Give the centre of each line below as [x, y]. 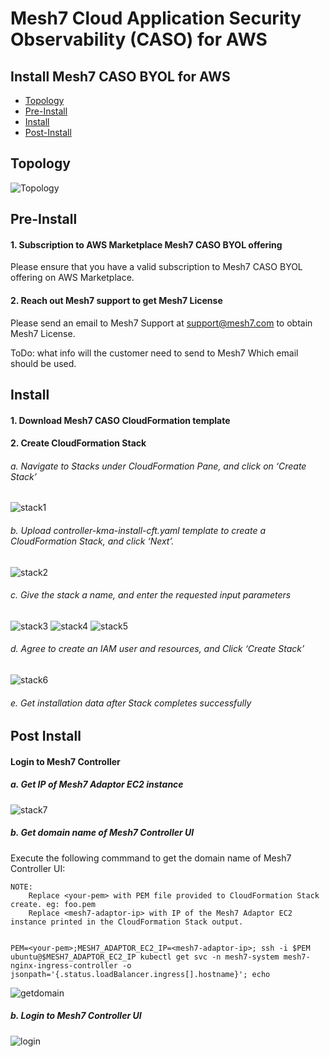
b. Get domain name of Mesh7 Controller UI [102, 833]
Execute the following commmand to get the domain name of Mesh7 [151, 858]
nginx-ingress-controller [64, 965]
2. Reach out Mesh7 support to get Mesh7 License [116, 300]
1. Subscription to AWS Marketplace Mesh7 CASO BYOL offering [146, 244]
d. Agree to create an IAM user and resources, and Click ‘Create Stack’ [157, 649]
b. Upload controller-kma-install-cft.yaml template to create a [138, 530]
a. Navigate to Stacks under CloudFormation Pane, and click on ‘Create [158, 466]
